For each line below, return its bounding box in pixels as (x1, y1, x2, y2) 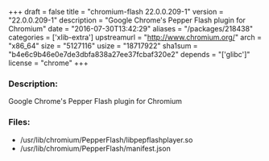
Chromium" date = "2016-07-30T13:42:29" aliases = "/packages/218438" (8, 24, 254, 33)
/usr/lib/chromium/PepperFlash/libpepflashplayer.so (19, 134, 193, 144)
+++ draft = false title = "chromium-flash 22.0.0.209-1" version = (8, 7, 224, 16)
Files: (8, 117, 31, 128)
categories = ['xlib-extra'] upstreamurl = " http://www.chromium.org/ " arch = (8, 32, 262, 42)
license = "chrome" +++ (8, 58, 89, 68)
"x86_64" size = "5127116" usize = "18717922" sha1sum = (8, 41, 199, 51)
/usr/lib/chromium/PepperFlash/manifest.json (19, 143, 171, 153)
